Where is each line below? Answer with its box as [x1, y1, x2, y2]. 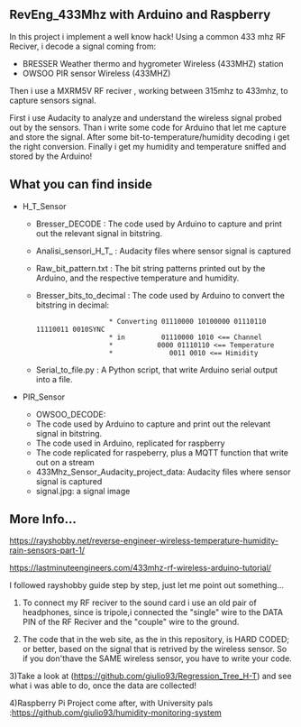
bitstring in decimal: [35, 299, 110, 310]
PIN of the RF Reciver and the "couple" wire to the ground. [22, 617, 240, 628]
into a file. [35, 373, 73, 384]
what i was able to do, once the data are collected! [9, 680, 196, 691]
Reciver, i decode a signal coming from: [9, 41, 156, 51]
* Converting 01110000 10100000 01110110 [108, 317, 267, 326]
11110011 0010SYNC [35, 325, 105, 334]
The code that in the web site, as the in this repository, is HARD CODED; [22, 634, 290, 645]
